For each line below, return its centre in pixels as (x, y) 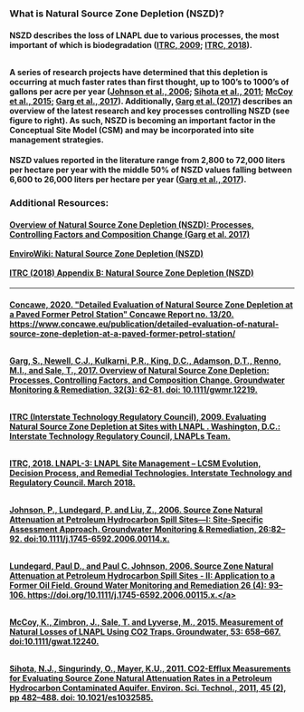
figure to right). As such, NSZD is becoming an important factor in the (142, 120)
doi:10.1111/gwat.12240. (54, 641)
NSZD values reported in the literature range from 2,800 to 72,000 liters (147, 161)
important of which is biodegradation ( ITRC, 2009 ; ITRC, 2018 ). (131, 44)
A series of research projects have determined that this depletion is (139, 72)
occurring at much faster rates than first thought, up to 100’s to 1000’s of (149, 82)
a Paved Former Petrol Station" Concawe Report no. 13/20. (122, 314)
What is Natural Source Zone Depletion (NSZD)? (117, 14)
